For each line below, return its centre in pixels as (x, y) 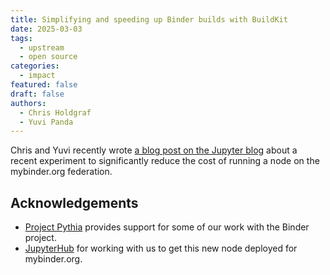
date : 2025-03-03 (46, 29)
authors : (28, 103)
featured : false (44, 85)
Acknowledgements (74, 202)
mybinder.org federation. (61, 172)
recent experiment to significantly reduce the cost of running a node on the (165, 161)
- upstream (42, 47)
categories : (35, 66)
